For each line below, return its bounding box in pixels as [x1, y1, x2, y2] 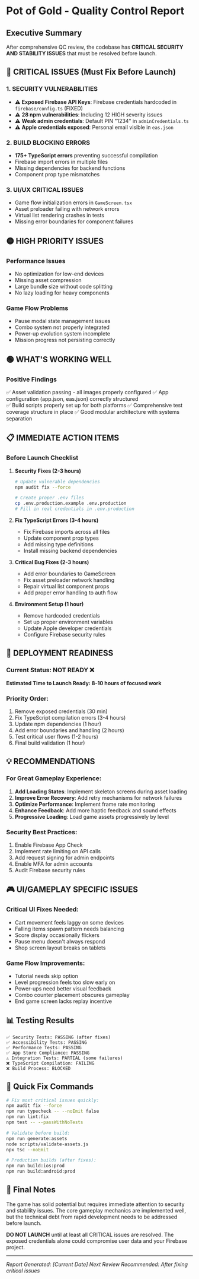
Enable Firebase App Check [14, 841, 83, 849]
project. [6, 1243, 25, 1250]
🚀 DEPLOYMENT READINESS [6, 648, 114, 659]
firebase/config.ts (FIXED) [14, 105, 83, 112]
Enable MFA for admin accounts [14, 860, 93, 868]
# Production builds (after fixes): [6, 1157, 97, 1163]
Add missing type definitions [23, 541, 94, 548]
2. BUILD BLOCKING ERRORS [6, 138, 91, 147]
